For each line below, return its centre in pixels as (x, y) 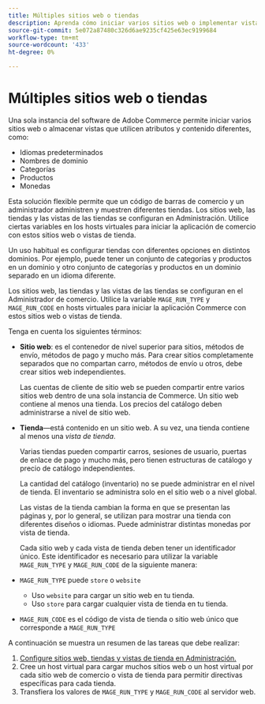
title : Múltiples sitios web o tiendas (74, 15)
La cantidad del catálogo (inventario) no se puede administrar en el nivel (137, 483)
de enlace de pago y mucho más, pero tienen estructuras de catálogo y (136, 460)
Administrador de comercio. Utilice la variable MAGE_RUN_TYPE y (109, 299)
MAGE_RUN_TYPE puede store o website (80, 580)
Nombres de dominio (54, 161)
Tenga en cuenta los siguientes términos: (75, 331)
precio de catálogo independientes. (77, 468)
